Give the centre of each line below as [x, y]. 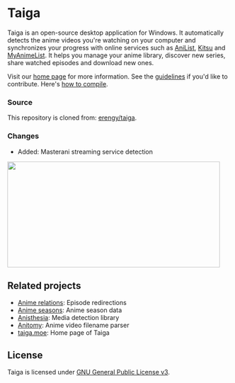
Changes [23, 136]
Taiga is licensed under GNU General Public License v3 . [88, 372]
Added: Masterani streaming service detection [85, 152]
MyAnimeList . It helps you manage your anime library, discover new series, [116, 55]
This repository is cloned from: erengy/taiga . [72, 118]
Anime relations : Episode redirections [72, 303]
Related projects [44, 286]
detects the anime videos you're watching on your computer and [102, 40]
